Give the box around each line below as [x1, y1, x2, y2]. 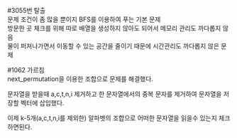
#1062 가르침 [7, 66, 45, 74]
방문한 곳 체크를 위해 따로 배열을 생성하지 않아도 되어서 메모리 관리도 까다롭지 [7, 24, 221, 32]
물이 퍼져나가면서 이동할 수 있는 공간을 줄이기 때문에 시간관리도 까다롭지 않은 [7, 42, 220, 50]
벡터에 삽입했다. [20, 99, 65, 107]
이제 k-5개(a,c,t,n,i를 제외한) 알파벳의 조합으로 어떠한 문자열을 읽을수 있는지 [7, 114, 218, 122]
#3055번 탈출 [7, 6, 46, 14]
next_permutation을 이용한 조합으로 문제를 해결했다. [7, 75, 154, 83]
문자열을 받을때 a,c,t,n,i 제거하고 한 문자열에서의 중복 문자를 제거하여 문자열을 [7, 90, 222, 98]
